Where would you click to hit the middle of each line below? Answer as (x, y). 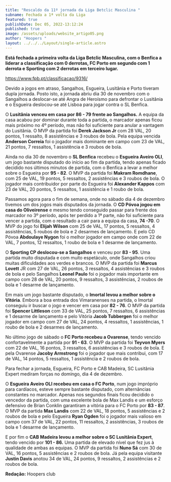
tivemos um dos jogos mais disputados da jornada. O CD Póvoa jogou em (83, 204)
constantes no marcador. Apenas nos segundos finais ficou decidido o (80, 394)
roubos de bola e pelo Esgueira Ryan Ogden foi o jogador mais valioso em (83, 416)
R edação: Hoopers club (30, 474)
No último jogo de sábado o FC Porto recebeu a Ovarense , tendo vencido (83, 337)
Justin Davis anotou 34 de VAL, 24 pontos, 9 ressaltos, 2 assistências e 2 (83, 459)
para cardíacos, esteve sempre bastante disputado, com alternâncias (78, 389)
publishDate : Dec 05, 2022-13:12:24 (44, 24)
